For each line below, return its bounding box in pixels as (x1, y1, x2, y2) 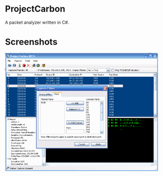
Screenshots (5, 36, 58, 48)
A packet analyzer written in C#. (5, 19, 69, 25)
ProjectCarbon (5, 3, 65, 15)
